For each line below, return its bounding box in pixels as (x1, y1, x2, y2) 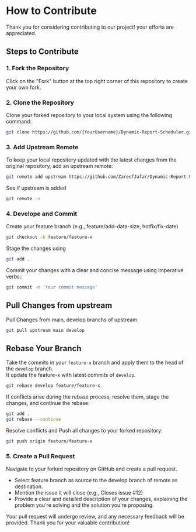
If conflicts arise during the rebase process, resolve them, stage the (6, 393, 169, 400)
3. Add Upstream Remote (6, 143, 79, 151)
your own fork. (6, 84, 41, 91)
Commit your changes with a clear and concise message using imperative (6, 266, 184, 273)
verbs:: (6, 273, 23, 280)
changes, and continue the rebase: (6, 400, 90, 407)
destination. (14, 483, 43, 490)
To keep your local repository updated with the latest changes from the (6, 156, 177, 163)
